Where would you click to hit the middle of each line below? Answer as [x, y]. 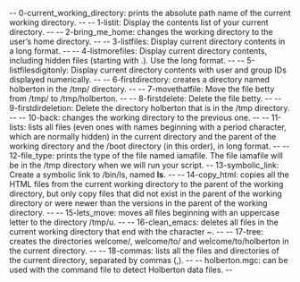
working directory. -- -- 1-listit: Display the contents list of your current [139, 22]
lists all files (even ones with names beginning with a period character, [158, 127]
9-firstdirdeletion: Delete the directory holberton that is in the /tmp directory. [150, 108]
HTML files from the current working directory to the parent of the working [146, 184]
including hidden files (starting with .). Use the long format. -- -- [127, 60]
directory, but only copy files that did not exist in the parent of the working [146, 193]
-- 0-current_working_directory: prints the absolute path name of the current [150, 13]
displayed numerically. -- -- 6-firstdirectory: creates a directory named [140, 79]
